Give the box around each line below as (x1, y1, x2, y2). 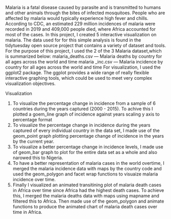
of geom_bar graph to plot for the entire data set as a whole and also (12, 149, 157, 155)
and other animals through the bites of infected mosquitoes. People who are (5, 10, 165, 16)
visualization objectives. (5, 80, 56, 86)
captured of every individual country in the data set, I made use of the (12, 127, 160, 134)
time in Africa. (12, 209, 42, 215)
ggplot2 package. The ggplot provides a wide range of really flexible (5, 70, 150, 76)
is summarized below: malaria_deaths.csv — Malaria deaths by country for (5, 53, 162, 59)
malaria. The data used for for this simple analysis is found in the (5, 37, 141, 43)
